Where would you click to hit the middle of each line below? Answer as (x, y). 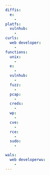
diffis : (13, 10)
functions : (16, 52)
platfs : (13, 24)
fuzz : (15, 85)
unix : (15, 57)
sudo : (15, 141)
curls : (12, 38)
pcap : (15, 94)
